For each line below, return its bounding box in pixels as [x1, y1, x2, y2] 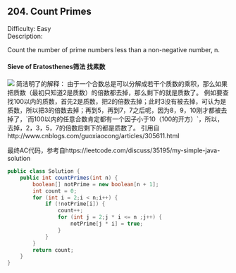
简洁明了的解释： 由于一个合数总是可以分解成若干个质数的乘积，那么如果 [15, 80, 228, 88]
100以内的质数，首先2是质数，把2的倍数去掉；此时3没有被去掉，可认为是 [13, 97, 227, 106]
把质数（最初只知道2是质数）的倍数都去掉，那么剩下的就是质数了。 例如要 [7, 88, 223, 97]
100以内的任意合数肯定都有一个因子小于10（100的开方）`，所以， [34, 115, 224, 123]
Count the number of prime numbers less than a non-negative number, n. [7, 45, 220, 54]
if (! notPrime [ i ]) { [44, 200, 106, 207]
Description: [7, 32, 43, 40]
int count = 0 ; [32, 187, 77, 195]
